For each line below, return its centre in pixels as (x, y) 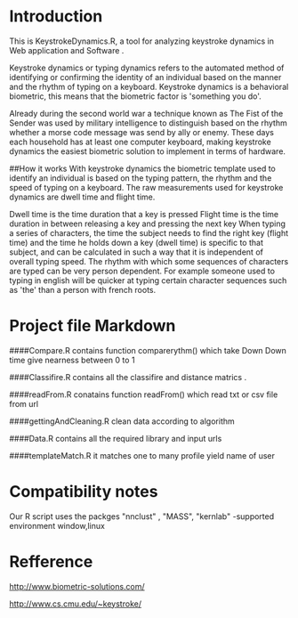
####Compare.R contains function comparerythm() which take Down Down (148, 350)
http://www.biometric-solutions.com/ (77, 586)
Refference (51, 562)
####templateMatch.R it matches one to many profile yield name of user (142, 455)
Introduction (56, 16)
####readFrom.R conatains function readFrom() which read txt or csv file (144, 394)
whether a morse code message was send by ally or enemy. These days (141, 132)
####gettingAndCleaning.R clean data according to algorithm (122, 421)
